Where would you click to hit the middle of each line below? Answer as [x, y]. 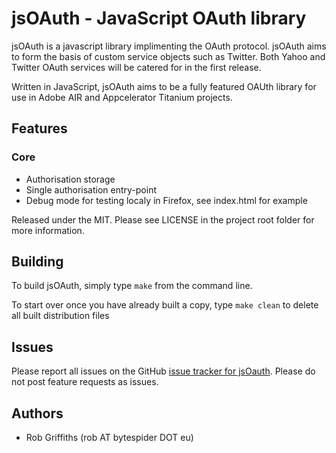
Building [37, 262]
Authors [37, 413]
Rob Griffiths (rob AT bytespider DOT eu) [109, 438]
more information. [48, 230]
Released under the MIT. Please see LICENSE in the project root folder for [163, 219]
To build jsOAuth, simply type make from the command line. [132, 286]
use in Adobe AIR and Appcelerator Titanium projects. [122, 97]
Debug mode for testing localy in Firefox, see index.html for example [166, 200]
